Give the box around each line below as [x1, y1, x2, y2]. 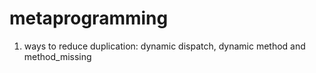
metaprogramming [9, 7, 169, 30]
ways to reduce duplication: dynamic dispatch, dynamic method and [23, 40, 306, 52]
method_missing [23, 50, 92, 62]
